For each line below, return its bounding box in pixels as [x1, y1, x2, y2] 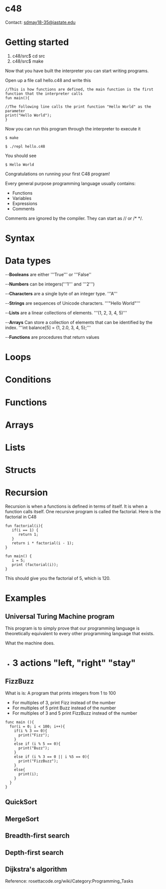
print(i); [18, 771, 39, 777]
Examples [5, 593, 46, 604]
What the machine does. [5, 640, 55, 646]
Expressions [12, 201, 38, 206]
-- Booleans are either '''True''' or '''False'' [5, 272, 91, 277]
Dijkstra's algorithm [5, 865, 68, 874]
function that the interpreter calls [5, 91, 83, 96]
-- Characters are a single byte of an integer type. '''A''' [5, 291, 118, 296]
